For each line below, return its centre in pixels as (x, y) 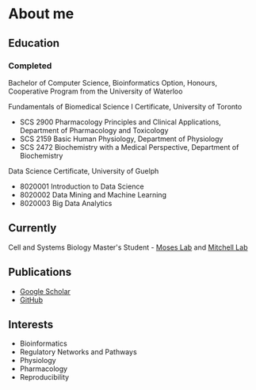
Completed (30, 66)
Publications (40, 272)
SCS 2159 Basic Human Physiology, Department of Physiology (121, 139)
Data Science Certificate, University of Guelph (84, 170)
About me (41, 14)
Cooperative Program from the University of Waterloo (96, 91)
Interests (31, 325)
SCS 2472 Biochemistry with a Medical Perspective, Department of (129, 147)
